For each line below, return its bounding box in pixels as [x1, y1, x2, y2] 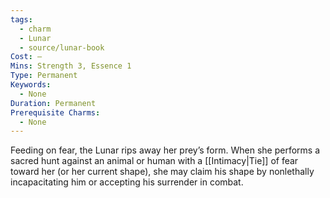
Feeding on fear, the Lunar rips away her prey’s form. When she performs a [10, 144, 321, 156]
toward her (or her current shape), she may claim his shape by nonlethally [10, 166, 315, 178]
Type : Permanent [10, 71, 78, 81]
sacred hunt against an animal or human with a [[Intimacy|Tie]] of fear [10, 155, 299, 167]
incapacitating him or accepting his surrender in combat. [10, 176, 244, 188]
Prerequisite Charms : [10, 107, 101, 118]
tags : [10, 14, 33, 25]
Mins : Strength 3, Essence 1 [10, 61, 132, 71]
